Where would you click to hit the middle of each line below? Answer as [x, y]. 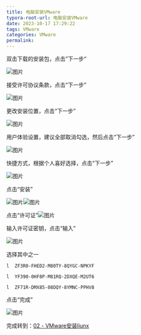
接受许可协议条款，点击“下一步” [47, 85]
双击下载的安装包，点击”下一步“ [47, 59]
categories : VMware [31, 35]
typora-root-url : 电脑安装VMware [47, 18]
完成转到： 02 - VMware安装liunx [48, 325]
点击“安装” [20, 189]
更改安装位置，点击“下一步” [41, 111]
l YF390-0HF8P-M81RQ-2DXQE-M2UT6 [51, 277]
